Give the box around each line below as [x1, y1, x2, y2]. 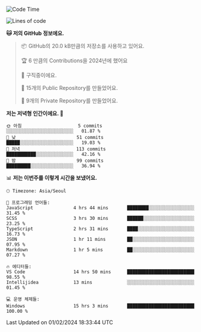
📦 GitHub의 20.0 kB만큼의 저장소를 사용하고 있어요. [20, 43, 145, 49]
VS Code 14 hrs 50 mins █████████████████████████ [6, 269, 195, 275]
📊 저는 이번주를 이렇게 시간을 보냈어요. [6, 174, 98, 181]
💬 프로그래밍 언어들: [6, 200, 50, 206]
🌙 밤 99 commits [6, 158, 104, 164]
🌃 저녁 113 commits [6, 146, 106, 152]
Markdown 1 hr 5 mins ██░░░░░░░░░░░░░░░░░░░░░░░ [6, 247, 195, 253]
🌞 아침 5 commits [6, 123, 103, 129]
